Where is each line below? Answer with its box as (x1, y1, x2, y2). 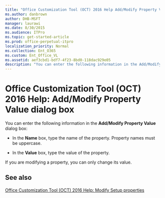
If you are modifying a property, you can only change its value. (5, 159, 132, 165)
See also (5, 173, 32, 182)
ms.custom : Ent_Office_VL (5, 53, 58, 58)
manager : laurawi (5, 21, 41, 26)
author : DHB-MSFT (5, 16, 41, 21)
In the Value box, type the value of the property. (12, 150, 110, 156)
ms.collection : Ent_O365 (5, 48, 56, 53)
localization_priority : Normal (5, 44, 69, 49)
